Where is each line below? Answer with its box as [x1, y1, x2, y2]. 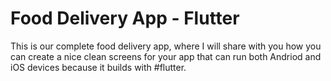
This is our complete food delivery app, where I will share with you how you [10, 40, 322, 52]
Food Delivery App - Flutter [10, 7, 240, 30]
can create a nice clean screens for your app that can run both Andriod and [10, 50, 322, 62]
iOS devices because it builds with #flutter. [10, 61, 187, 73]
